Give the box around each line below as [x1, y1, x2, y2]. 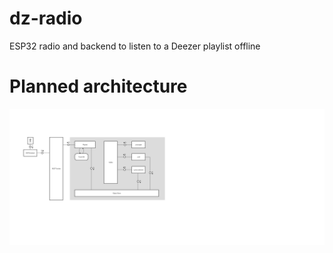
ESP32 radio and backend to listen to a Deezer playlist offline [9, 40, 261, 52]
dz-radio [9, 7, 83, 30]
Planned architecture [9, 75, 188, 98]
